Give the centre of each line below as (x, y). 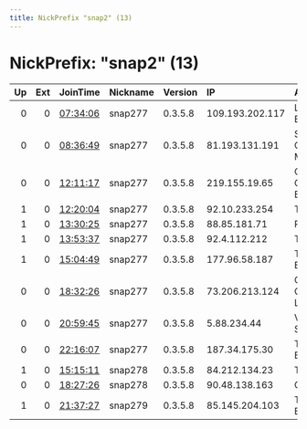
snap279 (129, 405)
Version (180, 92)
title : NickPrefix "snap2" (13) (71, 18)
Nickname (132, 92)
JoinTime (79, 92)
